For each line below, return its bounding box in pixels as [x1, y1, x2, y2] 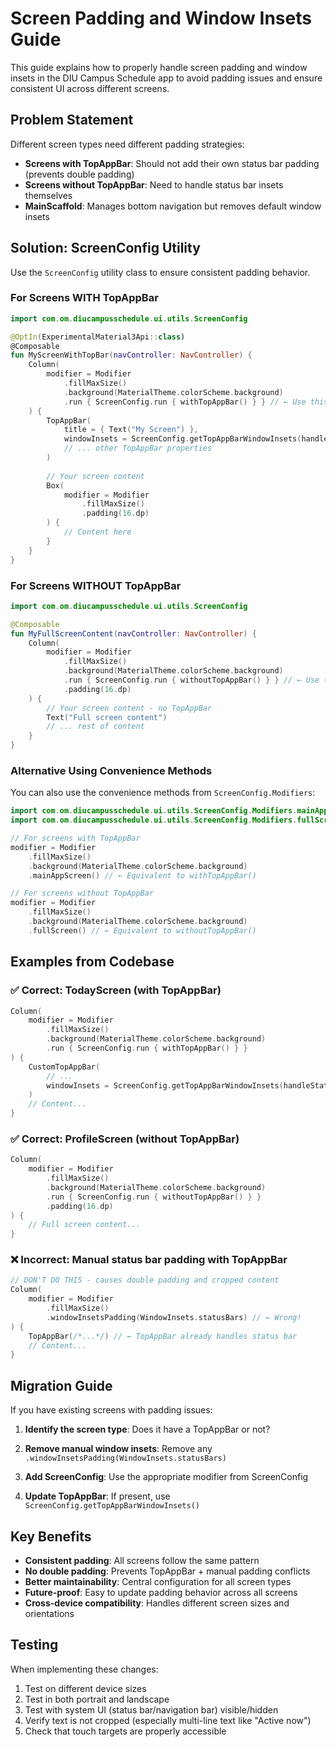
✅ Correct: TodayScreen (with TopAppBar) [10, 983, 222, 997]
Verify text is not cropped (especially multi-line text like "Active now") [24, 1714, 312, 1726]
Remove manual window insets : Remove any [24, 1443, 213, 1455]
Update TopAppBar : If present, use [24, 1490, 171, 1502]
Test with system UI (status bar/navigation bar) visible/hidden [24, 1703, 279, 1716]
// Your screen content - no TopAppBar [46, 703, 213, 713]
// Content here [63, 527, 132, 537]
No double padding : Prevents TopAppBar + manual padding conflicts [24, 1565, 311, 1577]
